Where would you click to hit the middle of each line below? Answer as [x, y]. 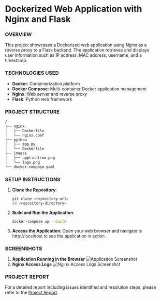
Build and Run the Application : [43, 213]
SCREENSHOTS [24, 249]
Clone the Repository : [34, 190]
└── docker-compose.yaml [30, 167]
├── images [16, 153]
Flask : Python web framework [42, 99]
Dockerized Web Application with [73, 9]
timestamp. [16, 60]
